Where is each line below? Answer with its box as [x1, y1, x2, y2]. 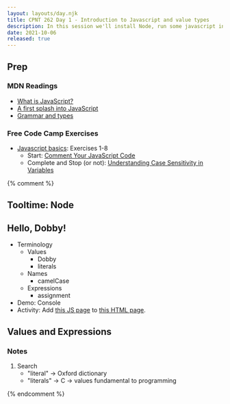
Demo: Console [16, 299, 61, 307]
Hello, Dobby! [7, 222, 66, 233]
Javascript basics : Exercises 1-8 [16, 144, 108, 153]
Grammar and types [16, 111, 74, 120]
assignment [37, 292, 71, 300]
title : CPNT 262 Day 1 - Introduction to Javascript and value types [7, 16, 210, 23]
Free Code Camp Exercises [7, 128, 99, 138]
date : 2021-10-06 [7, 29, 57, 36]
